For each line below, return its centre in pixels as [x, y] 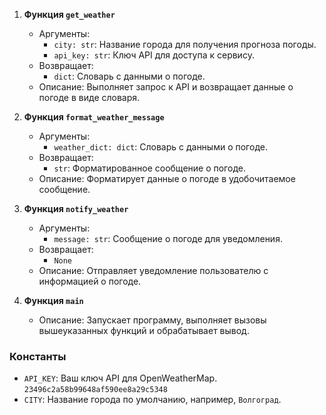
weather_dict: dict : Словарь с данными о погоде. [160, 147]
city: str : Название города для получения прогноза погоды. [185, 44]
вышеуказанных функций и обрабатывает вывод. [144, 330]
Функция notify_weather [76, 208]
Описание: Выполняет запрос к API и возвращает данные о [166, 87]
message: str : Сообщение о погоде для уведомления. [168, 238]
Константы [38, 356]
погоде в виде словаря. [89, 97]
